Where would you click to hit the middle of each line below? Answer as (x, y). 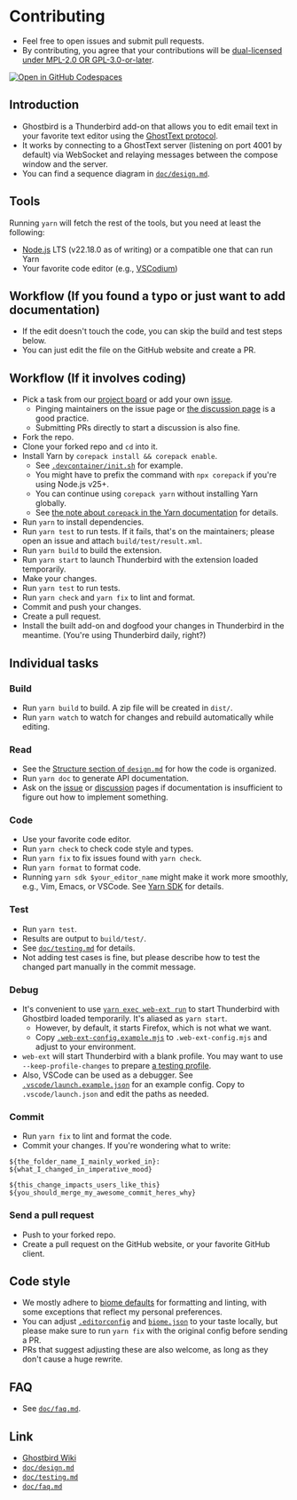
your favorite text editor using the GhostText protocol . (120, 136)
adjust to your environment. (86, 1047)
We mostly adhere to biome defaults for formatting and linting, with (145, 1303)
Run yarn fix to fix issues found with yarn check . (112, 858)
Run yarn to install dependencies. (83, 522)
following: (27, 232)
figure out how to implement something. (95, 797)
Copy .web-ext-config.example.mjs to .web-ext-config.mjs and (151, 1038)
